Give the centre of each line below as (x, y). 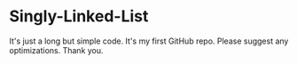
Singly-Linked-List (79, 16)
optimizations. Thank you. (56, 50)
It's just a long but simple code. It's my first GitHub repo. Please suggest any (149, 41)
